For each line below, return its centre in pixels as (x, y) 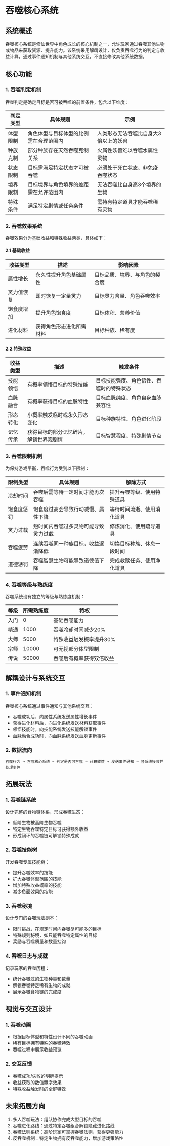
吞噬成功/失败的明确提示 (38, 1076)
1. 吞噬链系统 (21, 800)
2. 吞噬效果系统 (24, 226)
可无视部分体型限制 (76, 649)
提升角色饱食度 (54, 313)
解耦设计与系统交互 (35, 678)
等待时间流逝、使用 (133, 509)
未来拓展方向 (25, 1106)
